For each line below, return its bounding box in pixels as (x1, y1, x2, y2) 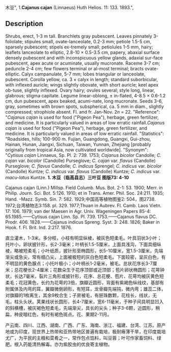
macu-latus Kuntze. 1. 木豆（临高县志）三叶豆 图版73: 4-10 (5, 174, 129, 180)
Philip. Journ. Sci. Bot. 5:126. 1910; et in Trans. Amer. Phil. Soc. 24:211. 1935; (5, 190, 164, 196)
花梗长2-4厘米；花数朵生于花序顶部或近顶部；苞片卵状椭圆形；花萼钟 (18, 266, 165, 273)
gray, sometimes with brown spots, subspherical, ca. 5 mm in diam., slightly (5, 103, 164, 110)
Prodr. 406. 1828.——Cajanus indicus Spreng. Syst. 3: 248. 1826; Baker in (5, 219, 160, 225)
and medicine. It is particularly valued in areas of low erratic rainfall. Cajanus (5, 119, 165, 126)
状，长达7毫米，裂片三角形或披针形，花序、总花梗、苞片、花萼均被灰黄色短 (5, 273, 164, 279)
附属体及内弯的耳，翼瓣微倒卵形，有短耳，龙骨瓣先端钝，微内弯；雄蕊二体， (5, 286, 166, 292)
